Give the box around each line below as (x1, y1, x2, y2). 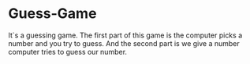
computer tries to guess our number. (8, 47, 128, 56)
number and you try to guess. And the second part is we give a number (8, 38, 241, 48)
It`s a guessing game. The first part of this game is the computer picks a (8, 30, 243, 40)
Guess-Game (8, 5, 97, 23)
